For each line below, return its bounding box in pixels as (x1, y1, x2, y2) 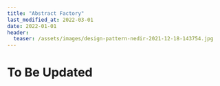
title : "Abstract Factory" (7, 10, 85, 17)
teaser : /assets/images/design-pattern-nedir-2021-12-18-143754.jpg (13, 35, 214, 42)
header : (7, 29, 30, 36)
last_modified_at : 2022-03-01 (7, 16, 94, 23)
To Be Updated (7, 65, 93, 81)
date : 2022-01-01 (7, 23, 57, 29)
